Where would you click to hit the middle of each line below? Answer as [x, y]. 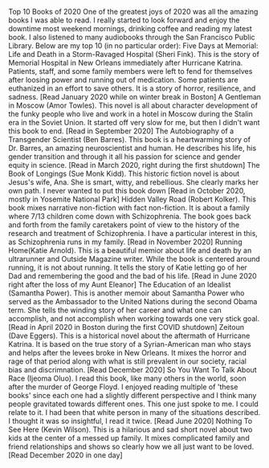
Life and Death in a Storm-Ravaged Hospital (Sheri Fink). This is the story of [134, 54]
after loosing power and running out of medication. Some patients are [123, 80]
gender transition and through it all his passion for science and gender [124, 157]
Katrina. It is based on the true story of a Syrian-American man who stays [130, 344]
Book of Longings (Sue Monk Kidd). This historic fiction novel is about [124, 173]
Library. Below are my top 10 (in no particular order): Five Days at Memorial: [133, 46]
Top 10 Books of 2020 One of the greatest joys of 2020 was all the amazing [133, 12]
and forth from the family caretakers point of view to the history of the [124, 225]
